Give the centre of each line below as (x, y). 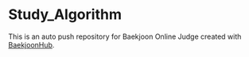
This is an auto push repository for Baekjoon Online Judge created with (125, 36)
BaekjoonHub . (31, 44)
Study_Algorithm (65, 15)
